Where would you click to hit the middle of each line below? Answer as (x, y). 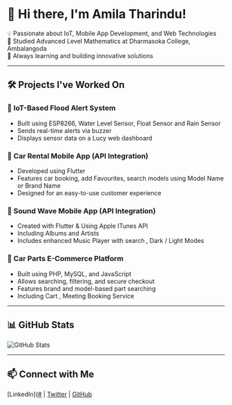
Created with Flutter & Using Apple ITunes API (83, 226)
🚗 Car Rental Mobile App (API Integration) (78, 156)
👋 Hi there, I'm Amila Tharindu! (97, 14)
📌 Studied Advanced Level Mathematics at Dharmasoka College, (99, 41)
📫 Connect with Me (51, 374)
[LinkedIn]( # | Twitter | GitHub (50, 395)
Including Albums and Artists (58, 233)
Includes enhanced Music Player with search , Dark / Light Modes (110, 241)
